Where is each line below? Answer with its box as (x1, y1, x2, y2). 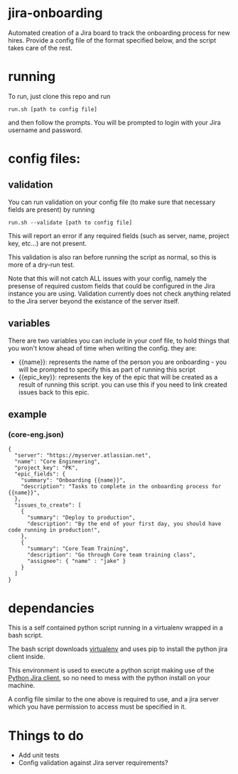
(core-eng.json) (8, 430, 65, 439)
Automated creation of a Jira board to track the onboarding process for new (8, 28, 230, 37)
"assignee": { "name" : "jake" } (26, 558, 126, 565)
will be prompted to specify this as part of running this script (18, 365, 196, 374)
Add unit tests (18, 751, 60, 760)
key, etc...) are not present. (8, 239, 87, 247)
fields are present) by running (8, 205, 95, 214)
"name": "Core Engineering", (14, 458, 101, 466)
